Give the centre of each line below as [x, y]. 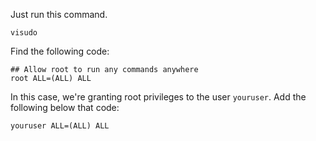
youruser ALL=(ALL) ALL [60, 126]
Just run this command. [59, 14]
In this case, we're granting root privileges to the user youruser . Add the [158, 97]
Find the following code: [60, 51]
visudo [24, 33]
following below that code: [65, 107]
